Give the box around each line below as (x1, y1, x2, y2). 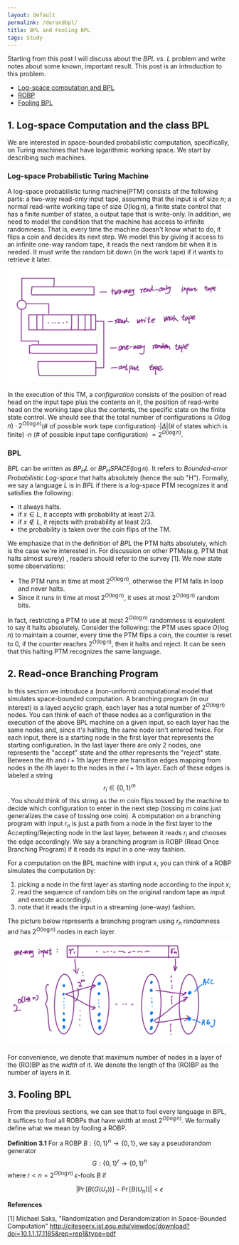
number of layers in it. (7, 1068, 72, 1076)
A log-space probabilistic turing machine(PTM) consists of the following (7, 187, 218, 196)
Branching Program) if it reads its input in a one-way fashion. (7, 845, 186, 854)
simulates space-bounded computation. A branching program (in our (7, 694, 210, 703)
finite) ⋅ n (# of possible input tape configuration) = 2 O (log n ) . (7, 429, 184, 439)
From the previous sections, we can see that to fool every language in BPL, (7, 1107, 227, 1116)
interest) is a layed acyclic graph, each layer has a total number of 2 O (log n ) (7, 702, 225, 712)
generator (7, 1146, 37, 1154)
